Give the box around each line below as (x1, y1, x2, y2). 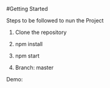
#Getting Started (6, 5, 48, 12)
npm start (15, 52, 40, 59)
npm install (15, 41, 43, 47)
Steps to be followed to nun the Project (6, 17, 104, 24)
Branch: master (15, 64, 53, 71)
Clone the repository (15, 29, 67, 36)
